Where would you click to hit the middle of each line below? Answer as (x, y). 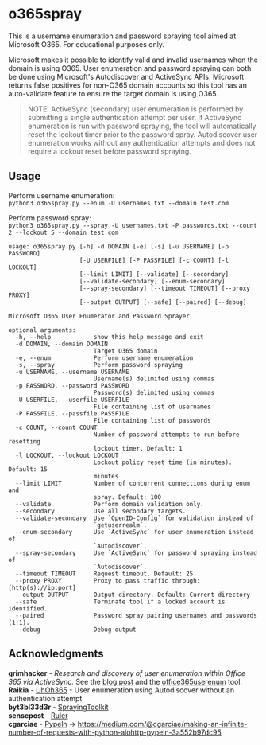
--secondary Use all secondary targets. (101, 511)
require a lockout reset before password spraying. (110, 151)
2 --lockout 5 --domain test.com (64, 232)
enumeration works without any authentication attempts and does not (141, 142)
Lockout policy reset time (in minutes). (163, 462)
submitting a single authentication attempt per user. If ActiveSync (135, 117)
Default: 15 (28, 469)
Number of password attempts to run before (166, 435)
